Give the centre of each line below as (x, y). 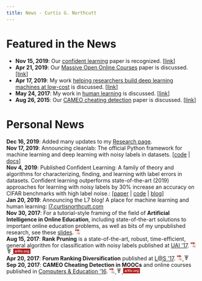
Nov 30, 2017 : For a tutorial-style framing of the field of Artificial (88, 213)
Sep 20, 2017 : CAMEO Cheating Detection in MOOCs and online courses (99, 265)
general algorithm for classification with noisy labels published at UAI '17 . (98, 245)
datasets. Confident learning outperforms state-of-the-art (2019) (88, 180)
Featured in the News (62, 44)
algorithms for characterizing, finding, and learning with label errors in (94, 173)
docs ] (14, 161)
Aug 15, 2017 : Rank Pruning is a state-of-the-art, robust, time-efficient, (96, 239)
